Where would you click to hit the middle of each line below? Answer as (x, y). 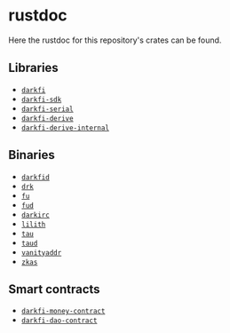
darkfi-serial (47, 109)
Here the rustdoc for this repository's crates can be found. (115, 40)
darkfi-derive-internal (65, 128)
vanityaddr (41, 253)
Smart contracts (54, 289)
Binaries (32, 155)
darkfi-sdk (41, 99)
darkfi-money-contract (63, 312)
